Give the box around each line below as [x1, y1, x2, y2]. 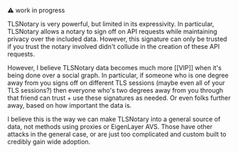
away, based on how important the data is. [7, 101, 132, 109]
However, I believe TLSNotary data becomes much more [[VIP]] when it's [7, 64, 222, 72]
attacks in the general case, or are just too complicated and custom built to [7, 130, 227, 138]
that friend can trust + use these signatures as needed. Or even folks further [7, 93, 231, 102]
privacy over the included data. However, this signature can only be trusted [7, 35, 227, 43]
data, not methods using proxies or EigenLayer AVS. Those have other [7, 123, 213, 130]
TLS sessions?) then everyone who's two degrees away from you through [7, 86, 224, 94]
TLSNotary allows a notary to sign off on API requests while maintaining [7, 28, 218, 35]
